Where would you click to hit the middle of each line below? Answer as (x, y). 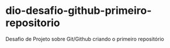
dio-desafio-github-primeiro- (79, 11)
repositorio (33, 23)
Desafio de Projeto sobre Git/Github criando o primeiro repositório (85, 39)
